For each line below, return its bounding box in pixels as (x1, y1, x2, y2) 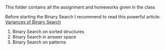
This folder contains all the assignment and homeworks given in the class (5, 4, 156, 10)
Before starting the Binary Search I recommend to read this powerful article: (5, 14, 161, 19)
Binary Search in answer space (12, 34, 76, 40)
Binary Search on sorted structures (12, 29, 84, 34)
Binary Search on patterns (12, 39, 66, 45)
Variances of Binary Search (5, 19, 61, 25)
